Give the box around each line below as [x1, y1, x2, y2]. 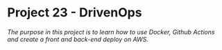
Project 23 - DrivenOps [7, 5, 142, 21]
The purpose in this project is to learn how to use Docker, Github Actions [7, 27, 215, 36]
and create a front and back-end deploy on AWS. [7, 35, 149, 43]
